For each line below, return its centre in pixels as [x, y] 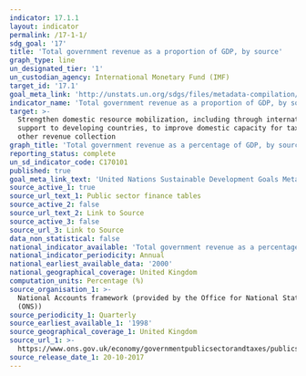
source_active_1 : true [52, 188]
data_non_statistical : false [65, 238]
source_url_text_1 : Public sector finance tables [106, 196]
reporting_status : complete [63, 153]
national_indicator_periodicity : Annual [87, 256]
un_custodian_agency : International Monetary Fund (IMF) [120, 78]
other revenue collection [67, 137]
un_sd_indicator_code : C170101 [69, 162]
